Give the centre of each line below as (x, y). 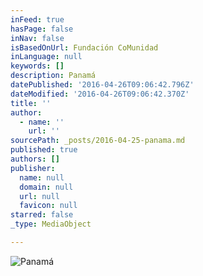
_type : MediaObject (51, 224)
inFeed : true (37, 19)
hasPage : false (42, 29)
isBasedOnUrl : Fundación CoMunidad (84, 47)
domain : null (46, 187)
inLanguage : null (46, 57)
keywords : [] (37, 66)
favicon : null (48, 206)
